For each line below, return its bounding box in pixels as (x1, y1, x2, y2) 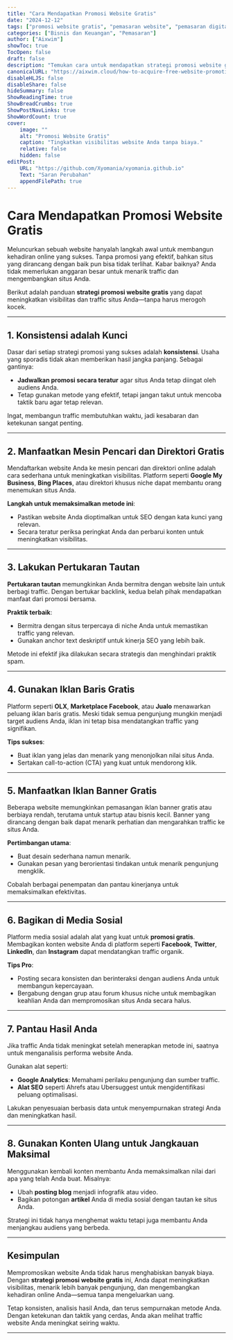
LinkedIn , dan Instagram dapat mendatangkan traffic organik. (7, 948, 184, 956)
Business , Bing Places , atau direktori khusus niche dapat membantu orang (7, 478, 222, 487)
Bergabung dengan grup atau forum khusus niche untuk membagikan (17, 989, 216, 998)
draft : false (7, 55, 45, 62)
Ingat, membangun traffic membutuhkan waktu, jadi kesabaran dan (7, 412, 199, 420)
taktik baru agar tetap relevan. (17, 398, 104, 406)
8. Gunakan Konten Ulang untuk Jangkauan (7, 1138, 199, 1149)
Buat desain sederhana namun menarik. (17, 852, 132, 860)
